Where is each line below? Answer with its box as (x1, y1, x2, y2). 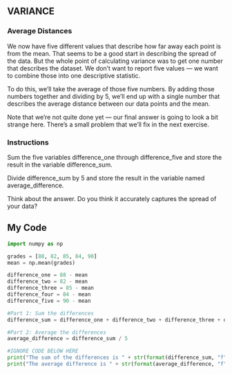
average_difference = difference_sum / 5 (7, 335, 128, 342)
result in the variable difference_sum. (7, 160, 113, 169)
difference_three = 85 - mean (7, 285, 95, 292)
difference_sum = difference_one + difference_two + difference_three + (7, 316, 221, 324)
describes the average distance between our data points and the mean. (7, 100, 211, 108)
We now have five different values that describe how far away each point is (7, 41, 221, 50)
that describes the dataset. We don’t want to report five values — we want (7, 64, 219, 72)
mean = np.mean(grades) (7, 259, 76, 266)
